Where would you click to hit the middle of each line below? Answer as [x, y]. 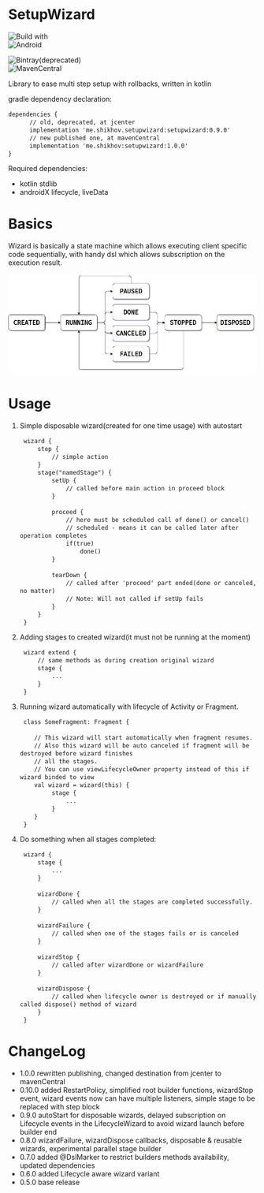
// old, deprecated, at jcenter [82, 122]
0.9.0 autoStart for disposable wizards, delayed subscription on [123, 1115]
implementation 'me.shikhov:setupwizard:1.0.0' [109, 146]
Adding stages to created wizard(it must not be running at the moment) [135, 637]
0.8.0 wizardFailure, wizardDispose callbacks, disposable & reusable [131, 1140]
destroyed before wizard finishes [76, 753]
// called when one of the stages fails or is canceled [145, 933]
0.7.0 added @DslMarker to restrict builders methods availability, [125, 1157]
